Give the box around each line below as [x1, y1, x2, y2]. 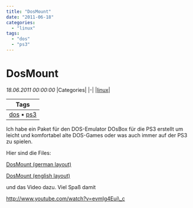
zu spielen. [6, 138, 33, 145]
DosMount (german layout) [6, 160, 72, 168]
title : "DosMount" [6, 8, 51, 15]
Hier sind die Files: [6, 149, 51, 156]
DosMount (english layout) [6, 172, 71, 179]
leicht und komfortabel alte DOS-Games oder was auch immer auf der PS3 [6, 131, 188, 138]
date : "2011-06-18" [6, 14, 54, 20]
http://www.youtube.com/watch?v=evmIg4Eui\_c [6, 195, 125, 202]
